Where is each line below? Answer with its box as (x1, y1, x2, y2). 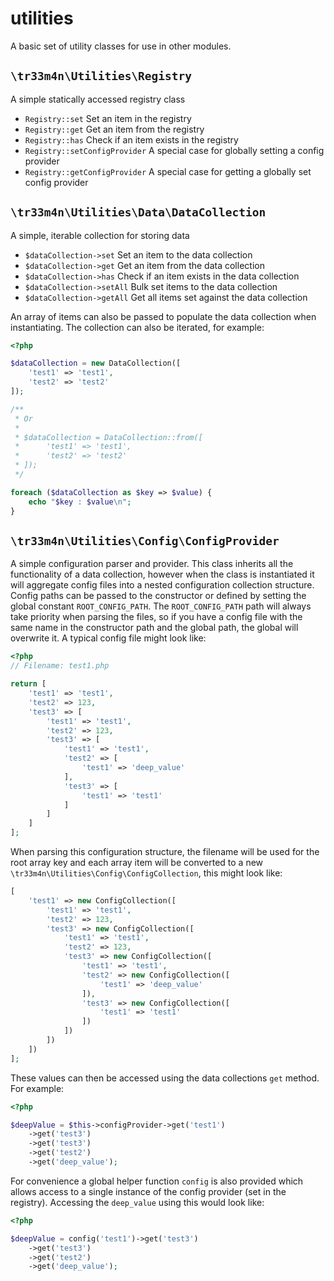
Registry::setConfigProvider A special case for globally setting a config (24, 144, 325, 156)
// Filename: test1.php (10, 661, 110, 671)
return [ (10, 679, 47, 689)
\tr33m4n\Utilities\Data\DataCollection (10, 205, 267, 220)
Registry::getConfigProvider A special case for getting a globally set (24, 165, 312, 177)
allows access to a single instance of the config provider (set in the (10, 1185, 287, 1197)
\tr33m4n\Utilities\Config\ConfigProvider (10, 533, 280, 548)
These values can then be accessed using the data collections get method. (10, 1072, 320, 1084)
